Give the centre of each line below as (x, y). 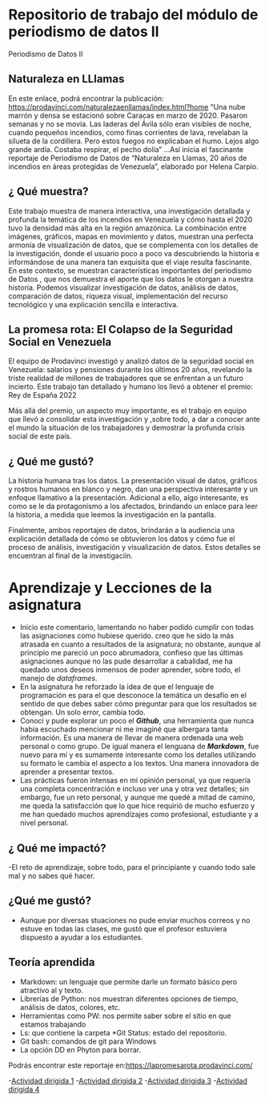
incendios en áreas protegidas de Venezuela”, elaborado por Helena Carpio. (133, 166)
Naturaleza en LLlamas (66, 79)
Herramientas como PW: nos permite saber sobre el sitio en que (125, 1016)
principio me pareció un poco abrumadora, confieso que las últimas (131, 653)
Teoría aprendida (52, 962)
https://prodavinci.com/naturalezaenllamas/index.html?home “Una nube (127, 106)
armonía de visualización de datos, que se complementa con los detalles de (133, 245)
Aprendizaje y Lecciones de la (110, 588)
